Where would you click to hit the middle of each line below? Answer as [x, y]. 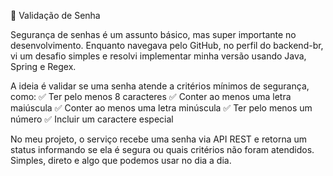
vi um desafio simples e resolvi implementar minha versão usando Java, [158, 56]
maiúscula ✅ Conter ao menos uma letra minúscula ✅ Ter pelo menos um [161, 108]
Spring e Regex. [43, 66]
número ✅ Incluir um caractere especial [92, 119]
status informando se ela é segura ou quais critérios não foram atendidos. [162, 149]
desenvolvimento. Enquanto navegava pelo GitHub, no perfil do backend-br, [167, 45]
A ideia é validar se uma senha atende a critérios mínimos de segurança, [160, 86]
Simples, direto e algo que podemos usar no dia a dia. [121, 160]
